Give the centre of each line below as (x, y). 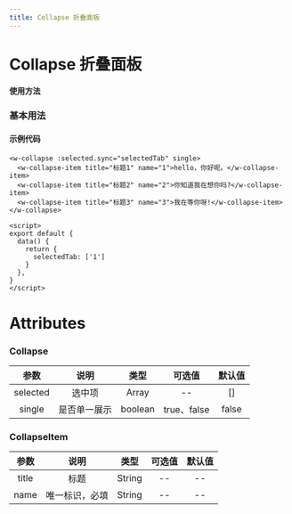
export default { (41, 233)
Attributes (48, 323)
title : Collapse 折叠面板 (55, 17)
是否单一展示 (85, 410)
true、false (187, 410)
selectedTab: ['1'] (69, 257)
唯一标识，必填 (77, 495)
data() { (33, 241)
